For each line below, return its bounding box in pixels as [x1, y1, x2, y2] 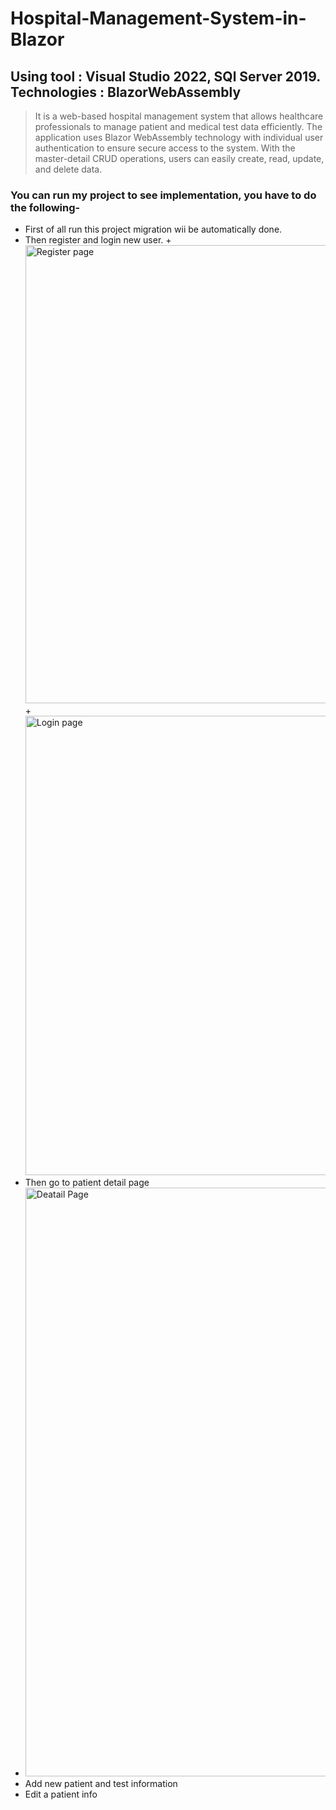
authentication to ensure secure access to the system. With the [34, 142, 296, 154]
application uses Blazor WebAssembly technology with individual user [34, 132, 324, 143]
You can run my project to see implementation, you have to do [10, 188, 317, 202]
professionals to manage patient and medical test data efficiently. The [34, 121, 323, 132]
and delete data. [34, 163, 103, 175]
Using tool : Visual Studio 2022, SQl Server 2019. [10, 68, 321, 85]
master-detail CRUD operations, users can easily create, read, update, [34, 153, 325, 164]
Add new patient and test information [24, 1778, 178, 1790]
